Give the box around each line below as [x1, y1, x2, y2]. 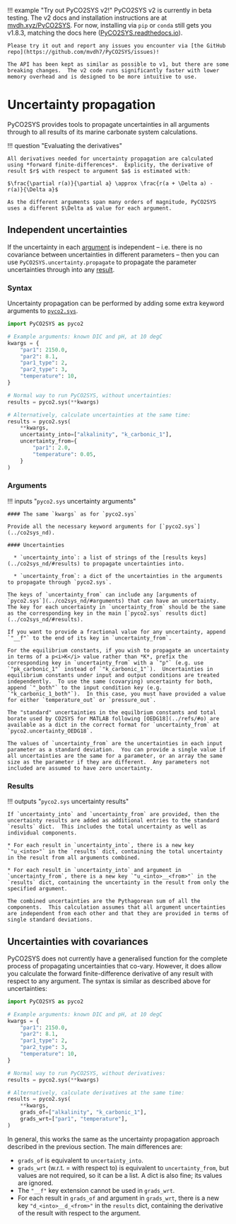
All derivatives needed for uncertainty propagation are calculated [7, 155, 213, 162]
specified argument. [7, 885, 69, 892]
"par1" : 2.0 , [33, 444, 71, 452]
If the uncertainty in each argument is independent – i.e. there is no [7, 242, 203, 251]
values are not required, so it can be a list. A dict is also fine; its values [17, 1171, 223, 1179]
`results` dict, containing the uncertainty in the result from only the [7, 879, 230, 886]
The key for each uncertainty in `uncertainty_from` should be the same [7, 603, 226, 611]
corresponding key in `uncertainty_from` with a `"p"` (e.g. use [7, 659, 203, 667]
